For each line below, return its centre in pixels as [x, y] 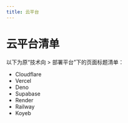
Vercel [23, 80]
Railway [25, 107]
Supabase [28, 93]
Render [24, 100]
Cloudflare [28, 74]
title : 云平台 [23, 12]
